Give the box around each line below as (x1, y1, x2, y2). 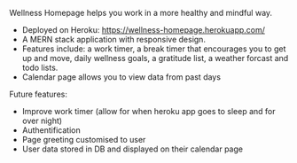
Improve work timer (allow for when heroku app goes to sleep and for (21, 106, 276, 116)
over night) (21, 115, 63, 126)
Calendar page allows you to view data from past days (21, 72, 222, 82)
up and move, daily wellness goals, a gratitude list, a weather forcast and (21, 53, 289, 63)
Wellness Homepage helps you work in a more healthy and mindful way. (9, 8, 273, 18)
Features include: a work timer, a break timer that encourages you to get (21, 43, 286, 54)
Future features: (9, 89, 68, 99)
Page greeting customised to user (21, 135, 146, 144)
